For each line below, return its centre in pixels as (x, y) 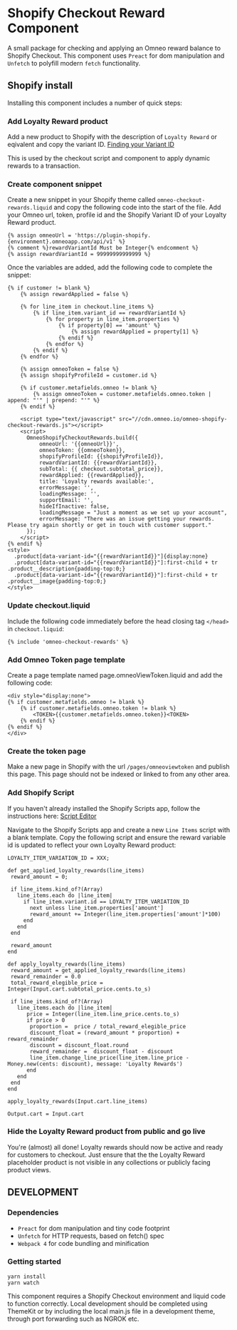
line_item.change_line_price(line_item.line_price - (110, 1058)
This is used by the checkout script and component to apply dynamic (109, 158)
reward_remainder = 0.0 (46, 976)
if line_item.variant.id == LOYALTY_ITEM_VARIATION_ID (106, 901)
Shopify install (40, 86)
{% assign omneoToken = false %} (70, 369)
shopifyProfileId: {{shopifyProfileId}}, (101, 457)
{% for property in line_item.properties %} (112, 319)
